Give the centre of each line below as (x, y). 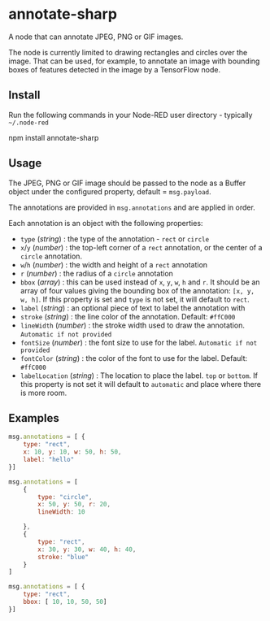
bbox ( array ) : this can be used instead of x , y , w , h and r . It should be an (140, 282)
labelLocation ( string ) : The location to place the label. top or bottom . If (139, 376)
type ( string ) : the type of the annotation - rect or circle (115, 239)
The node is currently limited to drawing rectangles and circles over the (128, 52)
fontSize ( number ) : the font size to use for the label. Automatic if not (139, 342)
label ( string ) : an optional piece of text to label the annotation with (133, 308)
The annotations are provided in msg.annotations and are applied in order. (132, 207)
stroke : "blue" (63, 557)
